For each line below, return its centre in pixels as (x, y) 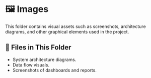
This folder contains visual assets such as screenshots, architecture (75, 26)
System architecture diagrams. (44, 59)
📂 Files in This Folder (38, 47)
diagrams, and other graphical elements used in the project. (67, 31)
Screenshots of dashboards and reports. (54, 70)
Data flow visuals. (31, 64)
